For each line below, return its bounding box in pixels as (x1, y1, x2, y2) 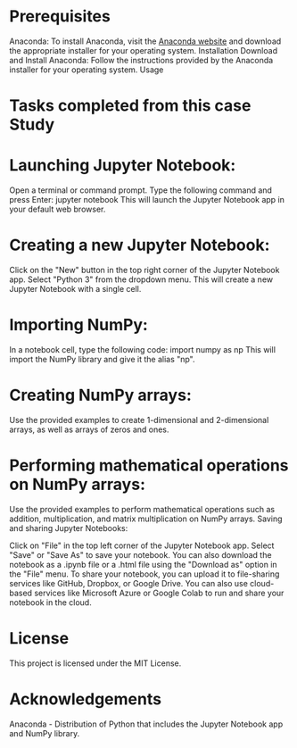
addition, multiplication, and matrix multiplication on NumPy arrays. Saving (9, 513, 283, 524)
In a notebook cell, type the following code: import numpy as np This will (9, 344, 276, 354)
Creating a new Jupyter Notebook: (9, 235, 270, 255)
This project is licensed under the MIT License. (9, 658, 182, 669)
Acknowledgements (9, 689, 162, 709)
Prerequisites (9, 6, 111, 27)
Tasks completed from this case (9, 96, 252, 116)
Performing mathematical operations (9, 455, 289, 476)
